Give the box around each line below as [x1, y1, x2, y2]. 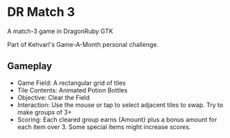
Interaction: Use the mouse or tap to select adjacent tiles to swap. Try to [17, 101, 224, 109]
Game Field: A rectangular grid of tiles [17, 79, 126, 87]
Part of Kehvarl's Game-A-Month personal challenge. [7, 40, 159, 48]
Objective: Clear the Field [17, 93, 90, 101]
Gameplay [7, 60, 53, 72]
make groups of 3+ [17, 108, 73, 116]
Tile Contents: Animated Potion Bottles [17, 86, 128, 94]
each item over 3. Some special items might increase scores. [17, 122, 191, 131]
